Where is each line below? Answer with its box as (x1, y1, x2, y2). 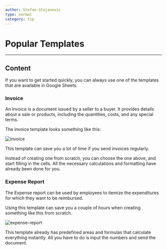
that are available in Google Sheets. (5, 83, 78, 89)
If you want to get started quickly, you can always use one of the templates (5, 77, 159, 83)
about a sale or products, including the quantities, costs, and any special (5, 112, 154, 118)
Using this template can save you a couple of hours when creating (5, 205, 141, 211)
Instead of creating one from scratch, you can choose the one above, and (5, 155, 156, 161)
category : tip (5, 16, 35, 21)
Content (5, 64, 31, 72)
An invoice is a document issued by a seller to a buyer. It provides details (5, 106, 155, 112)
